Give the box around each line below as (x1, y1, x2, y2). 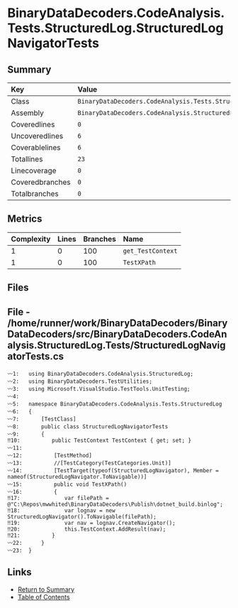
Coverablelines (11, 143, 61, 152)
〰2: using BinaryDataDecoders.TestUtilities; (7, 378, 152, 385)
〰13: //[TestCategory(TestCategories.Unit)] (7, 460, 171, 467)
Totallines (11, 154, 43, 164)
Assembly (11, 108, 45, 118)
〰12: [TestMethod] (7, 452, 92, 460)
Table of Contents (17, 592, 70, 601)
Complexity (11, 234, 51, 244)
